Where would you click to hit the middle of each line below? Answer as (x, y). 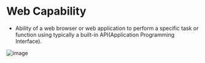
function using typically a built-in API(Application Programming (95, 34)
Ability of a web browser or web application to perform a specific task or (107, 28)
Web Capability (46, 11)
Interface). (28, 41)
